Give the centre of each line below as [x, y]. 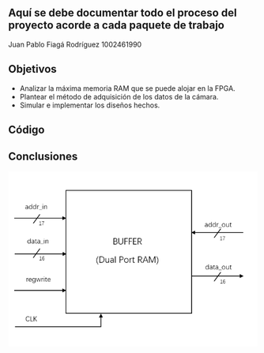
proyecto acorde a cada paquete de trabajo [117, 26]
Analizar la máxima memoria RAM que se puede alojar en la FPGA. [127, 88]
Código [26, 130]
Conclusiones [43, 157]
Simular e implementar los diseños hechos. [90, 105]
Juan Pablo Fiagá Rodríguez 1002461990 [75, 44]
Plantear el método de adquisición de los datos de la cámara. [119, 96]
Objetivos [32, 69]
